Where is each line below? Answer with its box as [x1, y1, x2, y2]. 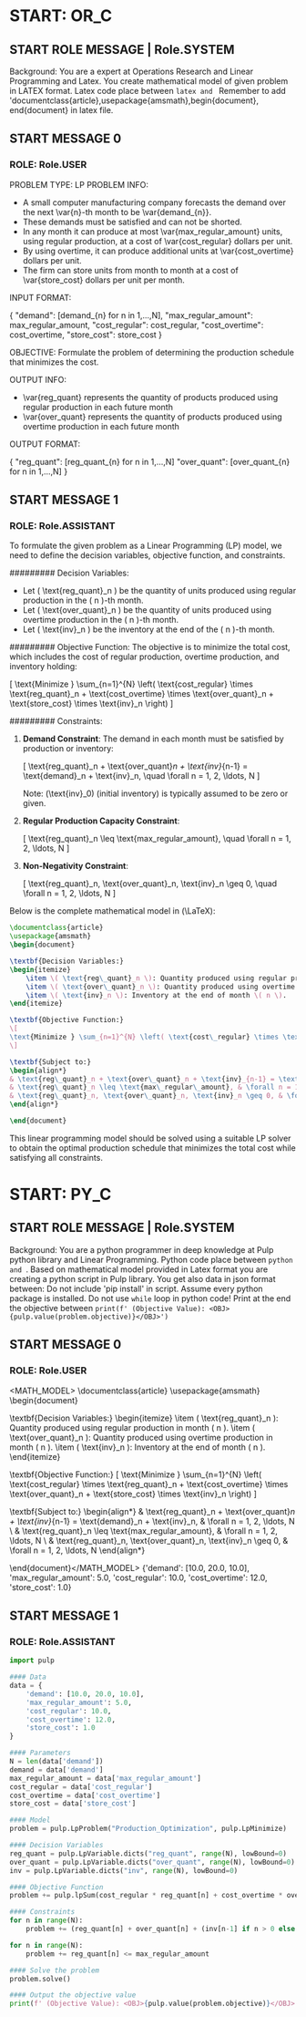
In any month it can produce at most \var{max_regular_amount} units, [22, 225, 283, 237]
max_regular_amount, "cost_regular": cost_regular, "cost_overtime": [9, 319, 264, 330]
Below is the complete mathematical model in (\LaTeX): [9, 905, 216, 916]
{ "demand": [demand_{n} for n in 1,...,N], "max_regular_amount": [9, 309, 253, 320]
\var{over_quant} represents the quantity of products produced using [22, 411, 282, 422]
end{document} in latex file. [9, 105, 114, 115]
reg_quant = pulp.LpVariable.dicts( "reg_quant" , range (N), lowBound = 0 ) [9, 1848, 287, 1858]
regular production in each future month [22, 401, 173, 412]
